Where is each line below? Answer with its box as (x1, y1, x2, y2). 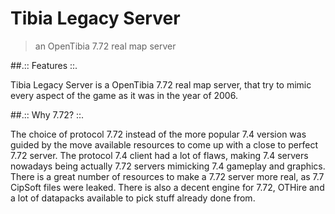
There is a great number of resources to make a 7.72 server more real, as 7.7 (10, 170, 325, 182)
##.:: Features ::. (10, 59, 78, 71)
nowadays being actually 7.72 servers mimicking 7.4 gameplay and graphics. (10, 160, 326, 172)
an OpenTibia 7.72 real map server (34, 40, 177, 52)
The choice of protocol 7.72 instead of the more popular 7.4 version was (10, 128, 307, 140)
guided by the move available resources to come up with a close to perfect (10, 138, 318, 151)
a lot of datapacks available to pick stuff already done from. (10, 192, 256, 204)
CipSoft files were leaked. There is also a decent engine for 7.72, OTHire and (10, 181, 325, 193)
